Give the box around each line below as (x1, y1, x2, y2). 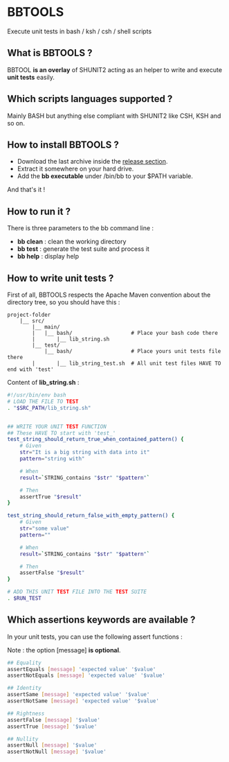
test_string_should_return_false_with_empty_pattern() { (7, 512, 175, 519)
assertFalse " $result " (19, 569, 85, 576)
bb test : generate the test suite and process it (17, 245, 150, 253)
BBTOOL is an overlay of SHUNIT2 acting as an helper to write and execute (7, 65, 223, 73)
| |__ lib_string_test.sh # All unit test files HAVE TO (32, 360, 221, 367)
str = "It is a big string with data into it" (19, 449, 150, 456)
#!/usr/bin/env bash (7, 392, 67, 399)
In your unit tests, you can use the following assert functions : (7, 632, 183, 641)
